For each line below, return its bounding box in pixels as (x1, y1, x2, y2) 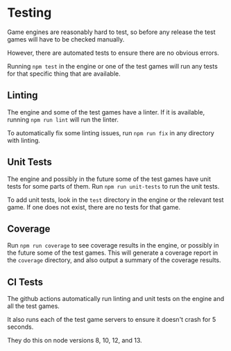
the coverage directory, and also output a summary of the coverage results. (7, 256, 221, 264)
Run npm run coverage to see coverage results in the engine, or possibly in (7, 241, 219, 250)
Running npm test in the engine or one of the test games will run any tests (7, 62, 219, 70)
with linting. (7, 136, 40, 144)
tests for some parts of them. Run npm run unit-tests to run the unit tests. (7, 182, 220, 190)
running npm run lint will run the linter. (7, 115, 119, 123)
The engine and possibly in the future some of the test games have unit (7, 175, 212, 183)
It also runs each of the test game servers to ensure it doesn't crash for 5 (7, 316, 216, 324)
